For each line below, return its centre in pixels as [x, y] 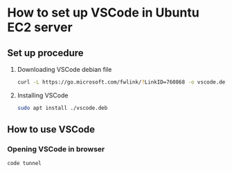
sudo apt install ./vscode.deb [62, 108]
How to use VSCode [51, 130]
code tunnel [24, 164]
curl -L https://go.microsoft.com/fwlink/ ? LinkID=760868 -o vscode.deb [123, 82]
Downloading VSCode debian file [64, 69]
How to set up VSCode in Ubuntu [103, 13]
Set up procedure [46, 53]
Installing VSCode [43, 95]
